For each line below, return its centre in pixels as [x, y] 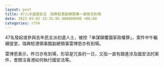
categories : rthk [23, 23]
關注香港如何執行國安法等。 [46, 60]
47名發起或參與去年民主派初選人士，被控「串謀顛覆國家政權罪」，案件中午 [79, 37]
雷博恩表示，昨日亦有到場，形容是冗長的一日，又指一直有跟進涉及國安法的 [80, 54]
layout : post [18, 9]
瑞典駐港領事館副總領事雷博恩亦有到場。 [62, 44]
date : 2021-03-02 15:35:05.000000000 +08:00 [51, 18]
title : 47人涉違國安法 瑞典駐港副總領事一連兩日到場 [53, 14]
